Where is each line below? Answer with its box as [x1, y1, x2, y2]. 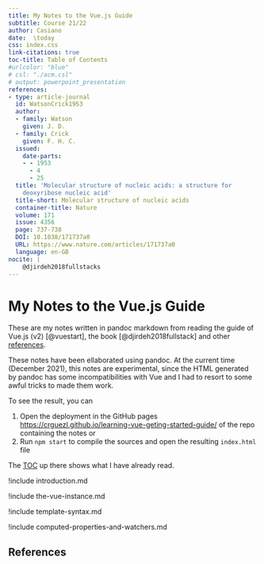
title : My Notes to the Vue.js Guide [8, 11, 133, 20]
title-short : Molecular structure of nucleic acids [15, 196, 190, 204]
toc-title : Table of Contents [8, 56, 109, 64]
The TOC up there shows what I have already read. [8, 461, 174, 470]
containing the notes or [19, 428, 97, 438]
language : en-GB [15, 248, 69, 256]
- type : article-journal [8, 93, 90, 101]
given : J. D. [22, 122, 66, 130]
